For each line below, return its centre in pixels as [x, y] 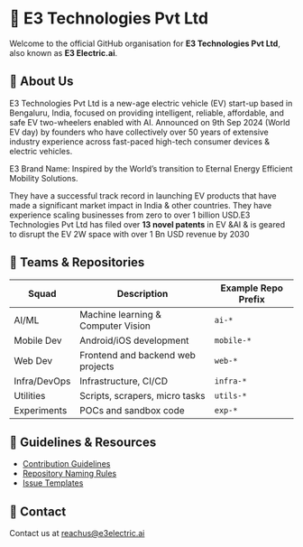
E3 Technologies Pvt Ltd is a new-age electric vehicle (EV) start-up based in [151, 103]
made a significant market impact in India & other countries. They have [141, 205]
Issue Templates [53, 483]
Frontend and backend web [138, 355]
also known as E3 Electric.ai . [64, 52]
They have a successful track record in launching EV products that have [143, 195]
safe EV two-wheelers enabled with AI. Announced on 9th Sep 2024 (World [150, 122]
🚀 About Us [41, 82]
